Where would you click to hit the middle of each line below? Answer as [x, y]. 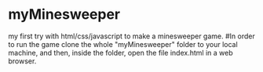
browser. [22, 61]
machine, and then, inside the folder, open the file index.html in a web [121, 52]
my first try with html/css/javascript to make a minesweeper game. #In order [131, 36]
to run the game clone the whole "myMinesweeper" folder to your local [123, 44]
